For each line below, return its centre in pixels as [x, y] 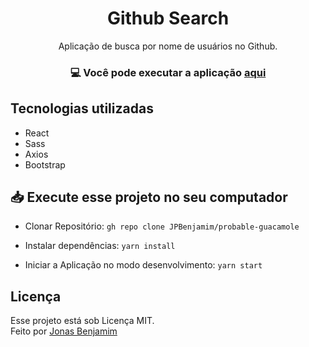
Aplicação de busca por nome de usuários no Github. [168, 46]
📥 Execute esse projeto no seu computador [149, 197]
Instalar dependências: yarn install [100, 246]
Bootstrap [45, 164]
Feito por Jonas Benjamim [64, 331]
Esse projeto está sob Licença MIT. [82, 321]
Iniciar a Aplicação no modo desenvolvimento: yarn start [143, 265]
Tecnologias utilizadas [82, 108]
